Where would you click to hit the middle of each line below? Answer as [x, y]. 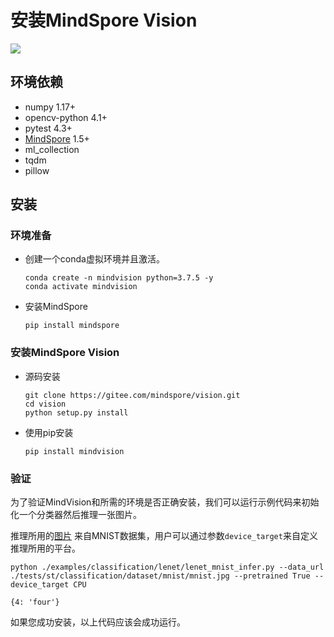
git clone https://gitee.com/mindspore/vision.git [132, 395]
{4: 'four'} [35, 602]
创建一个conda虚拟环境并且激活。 [94, 259]
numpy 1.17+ [50, 107]
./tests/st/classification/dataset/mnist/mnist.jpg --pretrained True [160, 576]
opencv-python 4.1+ [66, 117]
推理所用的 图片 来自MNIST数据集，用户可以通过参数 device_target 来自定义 [164, 536]
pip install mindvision [74, 451]
